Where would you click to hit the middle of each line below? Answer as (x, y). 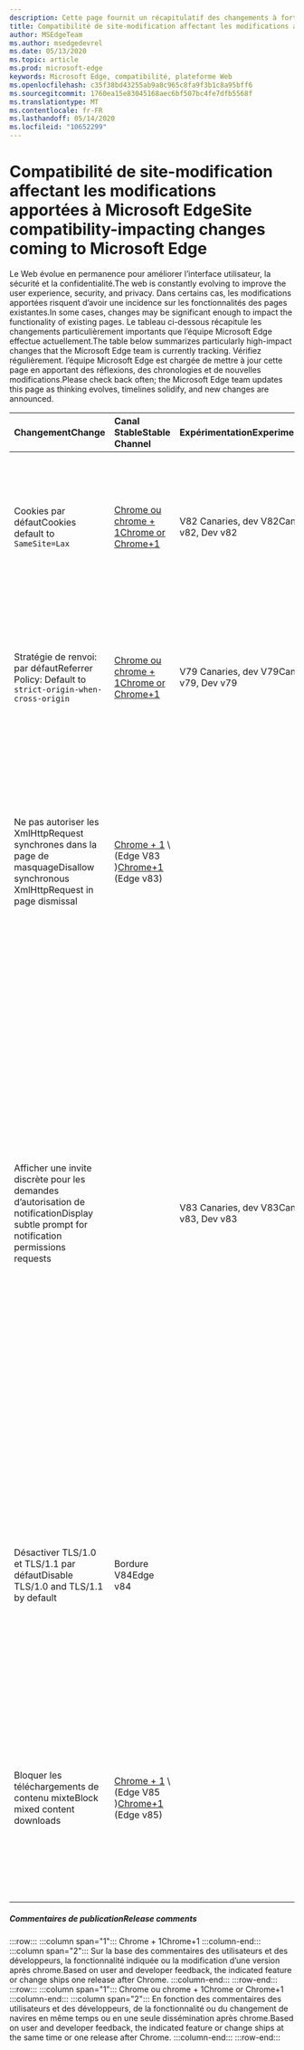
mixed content (44, 1808)
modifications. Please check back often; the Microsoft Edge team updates (146, 379)
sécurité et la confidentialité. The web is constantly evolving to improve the (148, 283)
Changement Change (60, 432)
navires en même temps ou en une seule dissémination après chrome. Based (152, 2017)
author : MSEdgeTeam (46, 34)
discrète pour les (50, 1179)
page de (32, 856)
